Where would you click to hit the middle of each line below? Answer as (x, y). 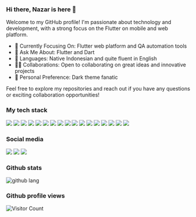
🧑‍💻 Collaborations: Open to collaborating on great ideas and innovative (100, 65)
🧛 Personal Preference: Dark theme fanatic (66, 77)
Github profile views (36, 196)
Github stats (24, 168)
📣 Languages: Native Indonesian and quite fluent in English (86, 59)
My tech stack (27, 110)
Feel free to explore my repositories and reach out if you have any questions (98, 89)
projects (25, 71)
